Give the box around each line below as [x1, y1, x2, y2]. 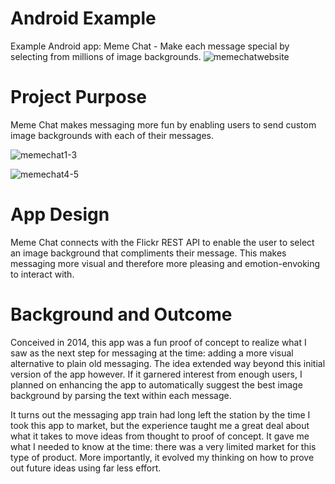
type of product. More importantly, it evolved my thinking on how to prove [10, 451, 315, 463]
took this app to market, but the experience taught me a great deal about [10, 419, 310, 431]
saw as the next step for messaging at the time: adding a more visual [10, 347, 294, 359]
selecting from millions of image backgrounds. [10, 50, 202, 62]
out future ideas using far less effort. [10, 462, 162, 474]
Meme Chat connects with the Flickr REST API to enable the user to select [10, 236, 315, 248]
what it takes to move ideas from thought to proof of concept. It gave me [10, 430, 310, 442]
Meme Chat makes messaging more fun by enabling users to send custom [10, 118, 317, 131]
